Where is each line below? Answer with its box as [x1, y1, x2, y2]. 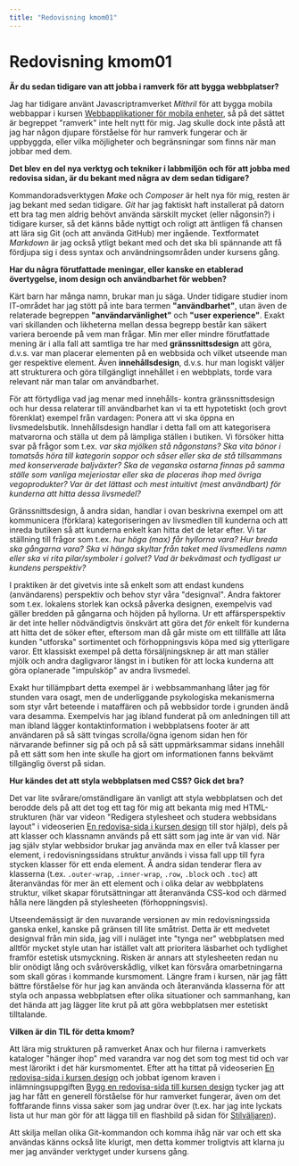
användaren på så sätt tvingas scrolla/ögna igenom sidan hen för [9, 729, 248, 740]
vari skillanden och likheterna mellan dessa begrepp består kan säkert [9, 318, 268, 330]
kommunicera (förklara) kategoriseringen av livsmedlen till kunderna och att [9, 515, 288, 525]
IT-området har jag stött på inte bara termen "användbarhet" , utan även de [9, 300, 287, 310]
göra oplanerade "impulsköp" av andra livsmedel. [9, 665, 191, 675]
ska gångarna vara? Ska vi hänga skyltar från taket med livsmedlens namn [9, 543, 287, 554]
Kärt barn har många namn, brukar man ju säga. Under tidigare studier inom [9, 291, 288, 302]
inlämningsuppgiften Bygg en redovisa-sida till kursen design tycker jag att [9, 1081, 285, 1092]
